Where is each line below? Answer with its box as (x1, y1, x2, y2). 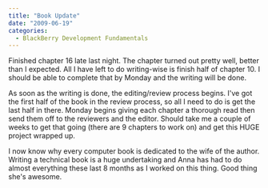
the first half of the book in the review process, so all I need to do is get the (8, 97, 256, 106)
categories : (8, 26, 48, 34)
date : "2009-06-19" (8, 19, 74, 27)
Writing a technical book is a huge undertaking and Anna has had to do (8, 155, 242, 165)
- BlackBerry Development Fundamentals (15, 34, 149, 42)
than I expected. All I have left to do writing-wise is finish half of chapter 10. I (8, 65, 261, 74)
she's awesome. (8, 172, 62, 182)
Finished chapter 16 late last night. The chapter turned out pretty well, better (8, 56, 260, 66)
